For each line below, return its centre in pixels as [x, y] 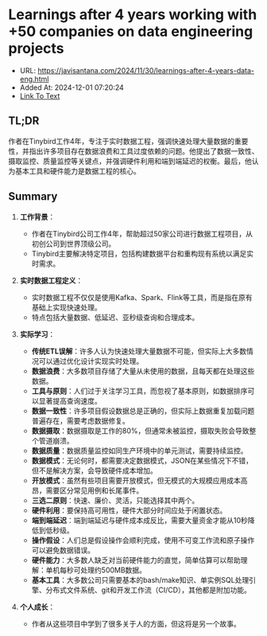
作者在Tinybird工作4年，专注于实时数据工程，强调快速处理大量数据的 [122, 141]
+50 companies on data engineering [131, 31]
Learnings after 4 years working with [133, 15]
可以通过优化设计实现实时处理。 [91, 361]
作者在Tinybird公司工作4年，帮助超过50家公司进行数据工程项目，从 [142, 233]
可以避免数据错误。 [63, 550]
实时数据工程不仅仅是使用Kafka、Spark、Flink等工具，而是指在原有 [142, 297]
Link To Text [40, 96]
